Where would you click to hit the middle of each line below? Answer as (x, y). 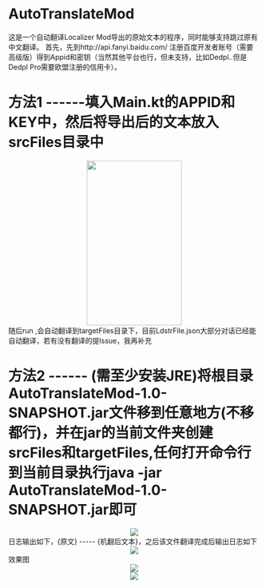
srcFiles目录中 (56, 143)
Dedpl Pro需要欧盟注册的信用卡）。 (65, 67)
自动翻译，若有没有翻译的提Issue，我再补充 (80, 340)
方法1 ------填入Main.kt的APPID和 (122, 103)
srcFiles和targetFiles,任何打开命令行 (130, 453)
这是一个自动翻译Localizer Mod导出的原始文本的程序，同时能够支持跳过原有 (133, 37)
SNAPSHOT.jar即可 (73, 510)
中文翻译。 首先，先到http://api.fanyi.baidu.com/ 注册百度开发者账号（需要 (131, 47)
